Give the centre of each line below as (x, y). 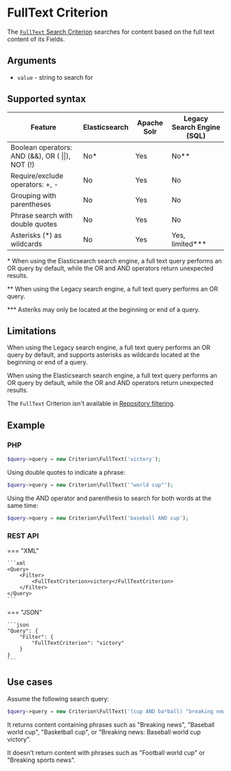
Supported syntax (46, 99)
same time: (23, 505)
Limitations (32, 331)
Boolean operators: (41, 147)
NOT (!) (23, 165)
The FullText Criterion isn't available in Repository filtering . (91, 404)
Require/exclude (37, 176)
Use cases (30, 682)
